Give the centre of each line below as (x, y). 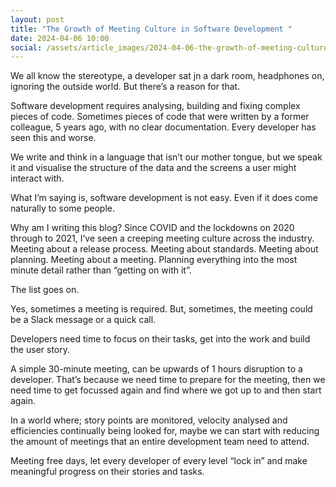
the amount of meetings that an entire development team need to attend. (160, 442)
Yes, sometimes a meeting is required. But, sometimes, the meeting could (161, 309)
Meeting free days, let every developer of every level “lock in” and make (159, 461)
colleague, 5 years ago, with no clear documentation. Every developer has (163, 127)
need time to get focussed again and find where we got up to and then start (166, 390)
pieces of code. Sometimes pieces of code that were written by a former (160, 117)
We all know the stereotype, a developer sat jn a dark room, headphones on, (167, 76)
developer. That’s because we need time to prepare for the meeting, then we (168, 380)
